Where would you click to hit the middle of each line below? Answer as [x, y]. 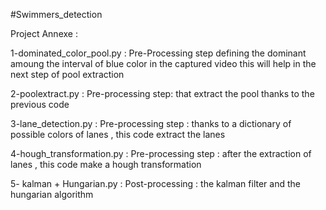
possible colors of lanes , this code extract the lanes [118, 134]
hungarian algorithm [52, 194]
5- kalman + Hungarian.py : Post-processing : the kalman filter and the [155, 183]
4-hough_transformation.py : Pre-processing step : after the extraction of [161, 153]
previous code [40, 104]
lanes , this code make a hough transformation [106, 164]
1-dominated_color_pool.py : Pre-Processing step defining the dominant [158, 53]
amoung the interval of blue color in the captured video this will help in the [163, 63]
